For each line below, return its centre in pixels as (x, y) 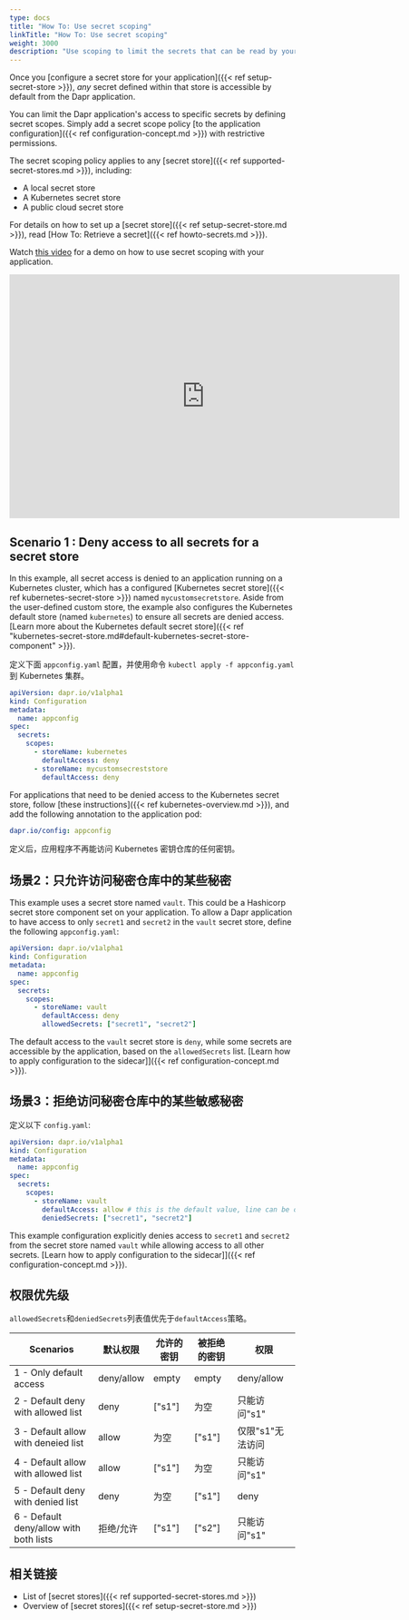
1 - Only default (49, 1373)
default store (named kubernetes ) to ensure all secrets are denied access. (147, 616)
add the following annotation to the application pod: (106, 814)
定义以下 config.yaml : (50, 1124)
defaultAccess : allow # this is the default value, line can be (166, 1209)
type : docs (30, 18)
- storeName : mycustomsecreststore (101, 769)
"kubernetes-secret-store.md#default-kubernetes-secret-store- (129, 635)
